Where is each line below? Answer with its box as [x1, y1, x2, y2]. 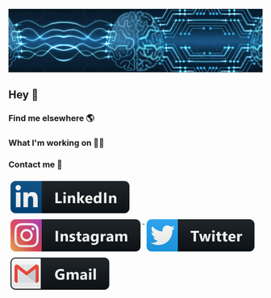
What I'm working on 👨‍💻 [8, 138, 105, 149]
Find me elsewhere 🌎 [8, 113, 95, 124]
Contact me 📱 [8, 159, 63, 170]
